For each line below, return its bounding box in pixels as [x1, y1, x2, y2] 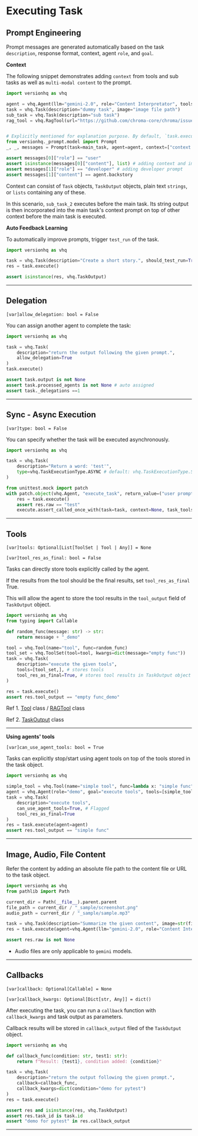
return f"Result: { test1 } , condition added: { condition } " [16, 1058, 162, 1064]
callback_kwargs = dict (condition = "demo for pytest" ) [16, 1086, 146, 1092]
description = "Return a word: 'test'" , [16, 464, 112, 469]
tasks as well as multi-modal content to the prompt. [6, 79, 132, 86]
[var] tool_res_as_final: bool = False [6, 555, 101, 561]
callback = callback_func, [16, 1080, 78, 1086]
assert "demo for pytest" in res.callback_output [6, 1118, 131, 1124]
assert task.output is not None [6, 377, 85, 383]
